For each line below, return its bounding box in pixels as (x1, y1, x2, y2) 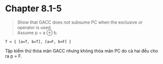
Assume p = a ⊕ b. (17, 30, 58, 35)
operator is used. (17, 24, 52, 30)
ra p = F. (5, 53, 22, 59)
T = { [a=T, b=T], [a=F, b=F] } (5, 39, 71, 44)
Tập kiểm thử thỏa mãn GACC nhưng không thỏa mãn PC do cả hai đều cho (5, 48, 159, 54)
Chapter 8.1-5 (5, 3, 62, 14)
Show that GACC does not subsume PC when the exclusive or (17, 19, 143, 25)
